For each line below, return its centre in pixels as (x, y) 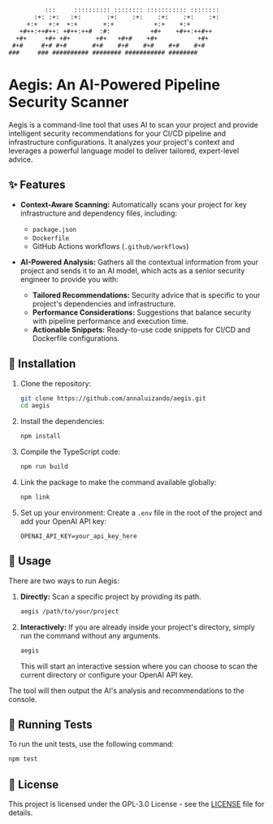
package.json (54, 229)
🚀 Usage (30, 561)
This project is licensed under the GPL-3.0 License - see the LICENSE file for (136, 804)
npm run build (44, 467)
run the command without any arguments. (90, 635)
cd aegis (35, 406)
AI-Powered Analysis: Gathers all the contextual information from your (139, 262)
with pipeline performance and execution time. (110, 320)
